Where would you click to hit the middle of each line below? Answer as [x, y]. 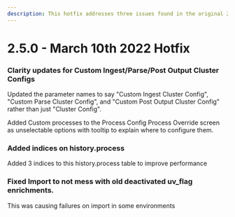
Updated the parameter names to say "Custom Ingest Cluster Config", [108, 94]
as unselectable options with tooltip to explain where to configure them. [111, 130]
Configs [21, 79]
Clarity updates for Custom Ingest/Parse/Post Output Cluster [113, 70]
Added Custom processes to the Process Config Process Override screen [114, 122]
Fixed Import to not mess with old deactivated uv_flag [100, 181]
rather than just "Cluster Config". [54, 109]
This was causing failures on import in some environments [91, 205]
